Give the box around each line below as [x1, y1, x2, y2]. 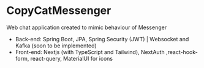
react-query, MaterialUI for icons [30, 55, 113, 62]
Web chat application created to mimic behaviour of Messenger [6, 24, 167, 31]
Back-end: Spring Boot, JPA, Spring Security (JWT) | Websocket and [15, 35, 189, 42]
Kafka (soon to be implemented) [15, 42, 97, 49]
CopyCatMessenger [6, 4, 111, 18]
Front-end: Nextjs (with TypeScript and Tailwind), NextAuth [15, 48, 165, 55]
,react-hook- [165, 48, 198, 55]
